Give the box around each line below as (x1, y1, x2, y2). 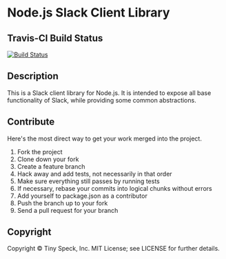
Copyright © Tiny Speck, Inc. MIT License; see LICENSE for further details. (7, 245, 220, 253)
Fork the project (17, 147, 63, 156)
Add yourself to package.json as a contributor (17, 191, 148, 200)
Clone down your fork (17, 155, 79, 163)
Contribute (7, 116, 55, 128)
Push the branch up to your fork (17, 198, 108, 207)
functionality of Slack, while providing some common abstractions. (7, 96, 196, 104)
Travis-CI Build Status (7, 32, 103, 44)
